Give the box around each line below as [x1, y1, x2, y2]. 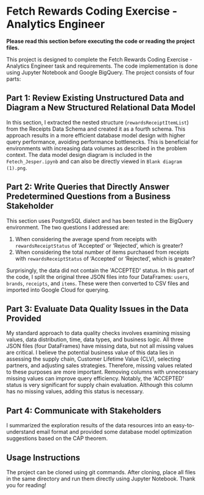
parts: [6, 75, 21, 82]
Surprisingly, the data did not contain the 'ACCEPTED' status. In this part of [6, 267, 195, 274]
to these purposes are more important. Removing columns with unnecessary [6, 368, 199, 376]
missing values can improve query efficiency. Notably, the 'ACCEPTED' [6, 375, 185, 382]
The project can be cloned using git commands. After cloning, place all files [6, 469, 196, 475]
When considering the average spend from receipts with [15, 235, 157, 242]
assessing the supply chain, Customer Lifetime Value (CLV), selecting [6, 355, 181, 363]
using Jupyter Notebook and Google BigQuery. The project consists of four [6, 68, 195, 76]
